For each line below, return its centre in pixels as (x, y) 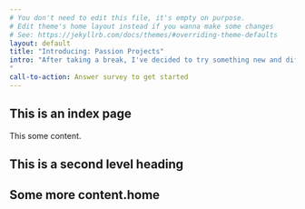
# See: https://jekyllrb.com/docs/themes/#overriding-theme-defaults (144, 35)
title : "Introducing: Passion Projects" (87, 52)
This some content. (45, 135)
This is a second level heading (97, 164)
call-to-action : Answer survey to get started (99, 77)
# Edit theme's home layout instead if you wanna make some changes (142, 26)
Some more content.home (85, 195)
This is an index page (70, 114)
